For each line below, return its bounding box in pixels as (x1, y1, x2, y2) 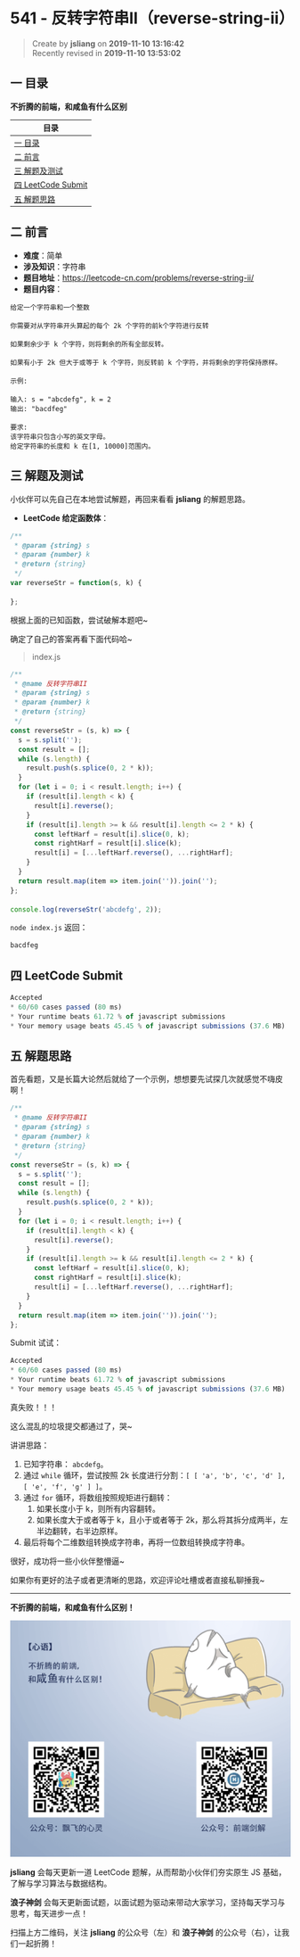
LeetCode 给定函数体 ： (22, 512, 109, 523)
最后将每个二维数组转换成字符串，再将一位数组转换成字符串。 (22, 1536, 250, 1548)
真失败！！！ (10, 1401, 57, 1412)
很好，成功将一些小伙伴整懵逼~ (10, 1556, 126, 1566)
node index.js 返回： (10, 922, 88, 933)
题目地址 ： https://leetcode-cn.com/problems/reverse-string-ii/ (22, 272, 255, 283)
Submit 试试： (10, 1337, 62, 1348)
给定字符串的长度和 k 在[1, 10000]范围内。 (10, 442, 155, 450)
